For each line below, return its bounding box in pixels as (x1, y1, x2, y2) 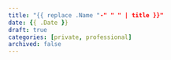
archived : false (8, 41, 61, 48)
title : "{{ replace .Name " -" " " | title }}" (8, 11, 164, 19)
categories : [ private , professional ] (8, 33, 132, 41)
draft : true (8, 26, 47, 34)
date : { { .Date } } (8, 19, 69, 26)
